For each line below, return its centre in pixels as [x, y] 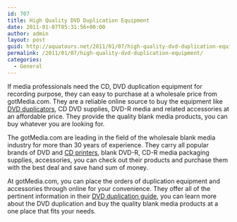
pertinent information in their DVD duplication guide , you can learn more [112, 196]
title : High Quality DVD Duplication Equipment [79, 20]
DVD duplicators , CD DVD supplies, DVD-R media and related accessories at [118, 109]
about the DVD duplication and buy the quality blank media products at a [113, 203]
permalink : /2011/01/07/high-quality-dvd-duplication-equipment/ [105, 54]
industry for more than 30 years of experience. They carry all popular [108, 144]
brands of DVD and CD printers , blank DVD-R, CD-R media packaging [108, 152]
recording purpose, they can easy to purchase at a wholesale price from [112, 94]
